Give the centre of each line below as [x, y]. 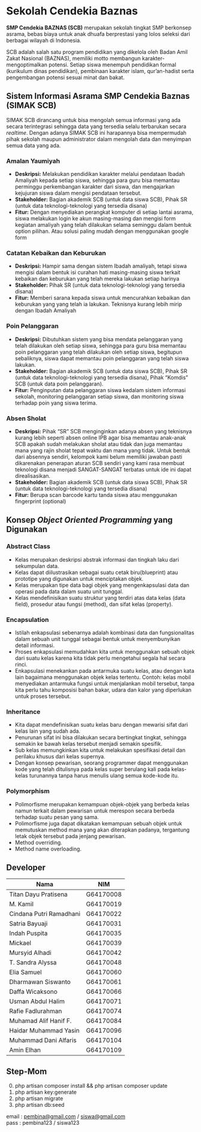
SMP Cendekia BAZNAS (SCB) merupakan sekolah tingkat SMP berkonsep [99, 28]
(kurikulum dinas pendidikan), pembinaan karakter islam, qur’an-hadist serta [100, 71]
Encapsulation [28, 620]
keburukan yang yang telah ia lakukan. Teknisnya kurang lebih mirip [98, 304]
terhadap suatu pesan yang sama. [57, 817]
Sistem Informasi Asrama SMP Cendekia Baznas [98, 96]
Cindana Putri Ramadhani [45, 914]
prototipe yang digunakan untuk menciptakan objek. [79, 578]
